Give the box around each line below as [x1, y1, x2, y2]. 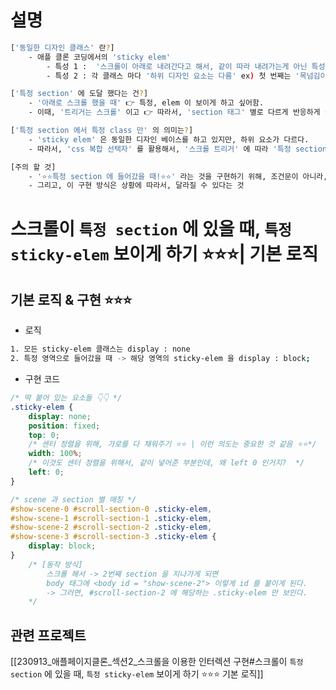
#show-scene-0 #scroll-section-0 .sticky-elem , [10, 504, 213, 514]
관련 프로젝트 [10, 627, 87, 644]
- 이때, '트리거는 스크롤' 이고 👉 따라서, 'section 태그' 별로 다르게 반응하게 [28, 107, 321, 118]
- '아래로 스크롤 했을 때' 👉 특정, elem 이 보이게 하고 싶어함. [28, 98, 265, 108]
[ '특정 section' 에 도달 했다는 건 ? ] [10, 89, 149, 99]
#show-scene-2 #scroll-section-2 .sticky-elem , [10, 522, 213, 533]
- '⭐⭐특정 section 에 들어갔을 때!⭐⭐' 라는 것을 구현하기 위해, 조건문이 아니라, [28, 171, 328, 181]
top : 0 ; [28, 430, 60, 440]
